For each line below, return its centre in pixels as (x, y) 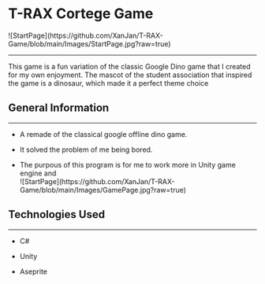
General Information (59, 108)
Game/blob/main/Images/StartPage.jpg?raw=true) (90, 43)
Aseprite (33, 271)
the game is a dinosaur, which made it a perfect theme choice (108, 83)
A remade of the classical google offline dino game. (103, 134)
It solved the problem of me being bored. (86, 149)
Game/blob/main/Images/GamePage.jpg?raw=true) (103, 190)
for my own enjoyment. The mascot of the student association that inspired (130, 75)
